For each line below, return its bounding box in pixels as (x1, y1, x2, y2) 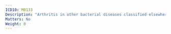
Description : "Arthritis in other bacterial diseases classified (5, 12, 147, 17)
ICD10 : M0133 (5, 7, 33, 12)
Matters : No (5, 16, 31, 21)
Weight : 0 (5, 21, 26, 26)
